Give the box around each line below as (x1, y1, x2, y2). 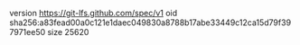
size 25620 (47, 27, 89, 37)
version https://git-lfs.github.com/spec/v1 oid (9, 8, 178, 18)
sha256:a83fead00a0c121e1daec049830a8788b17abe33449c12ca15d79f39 (9, 17, 292, 28)
